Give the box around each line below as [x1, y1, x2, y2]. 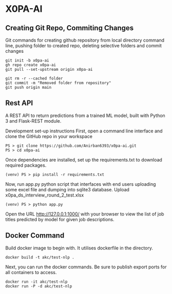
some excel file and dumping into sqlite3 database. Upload [5, 186, 130, 192]
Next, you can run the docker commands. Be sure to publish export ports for [5, 264, 167, 270]
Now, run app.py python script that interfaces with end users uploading [5, 181, 156, 187]
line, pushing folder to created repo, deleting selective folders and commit [5, 43, 162, 49]
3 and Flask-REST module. [5, 117, 62, 124]
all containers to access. [5, 269, 57, 275]
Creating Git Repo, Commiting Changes [5, 24, 134, 32]
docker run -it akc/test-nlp [5, 279, 68, 284]
